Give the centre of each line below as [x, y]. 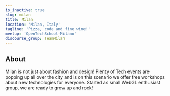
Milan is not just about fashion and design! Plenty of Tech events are [78, 71]
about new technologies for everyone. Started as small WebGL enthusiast [83, 82]
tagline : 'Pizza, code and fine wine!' [48, 29]
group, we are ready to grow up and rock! [49, 88]
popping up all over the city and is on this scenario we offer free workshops [85, 77]
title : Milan [19, 19]
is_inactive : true [25, 10]
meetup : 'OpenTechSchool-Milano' [41, 34]
